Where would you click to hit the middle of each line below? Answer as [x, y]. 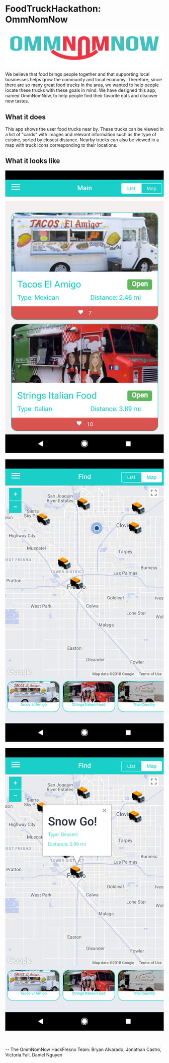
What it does [26, 117]
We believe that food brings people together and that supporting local [77, 74]
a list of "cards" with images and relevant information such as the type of [81, 135]
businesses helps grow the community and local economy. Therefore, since [84, 80]
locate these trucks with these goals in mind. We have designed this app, [81, 90]
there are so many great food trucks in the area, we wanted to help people [82, 85]
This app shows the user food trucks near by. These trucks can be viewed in [84, 129]
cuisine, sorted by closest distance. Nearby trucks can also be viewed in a [82, 140]
